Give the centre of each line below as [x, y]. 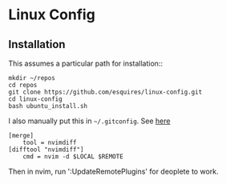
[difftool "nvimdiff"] [46, 150]
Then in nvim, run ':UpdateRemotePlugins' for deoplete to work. [113, 171]
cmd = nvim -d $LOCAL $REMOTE [73, 157]
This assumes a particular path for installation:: [85, 63]
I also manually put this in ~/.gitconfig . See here [89, 121]
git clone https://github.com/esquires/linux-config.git [105, 92]
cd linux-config [35, 99]
